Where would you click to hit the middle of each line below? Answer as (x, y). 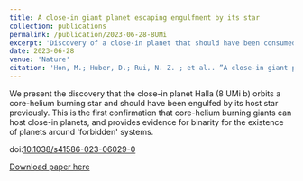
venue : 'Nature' (40, 59)
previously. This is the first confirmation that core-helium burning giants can (151, 113)
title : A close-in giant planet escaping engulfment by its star (134, 18)
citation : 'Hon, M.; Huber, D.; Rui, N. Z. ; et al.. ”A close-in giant (149, 68)
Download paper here (50, 167)
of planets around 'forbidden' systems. (82, 131)
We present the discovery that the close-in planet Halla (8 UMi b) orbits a (145, 93)
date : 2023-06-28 (42, 51)
